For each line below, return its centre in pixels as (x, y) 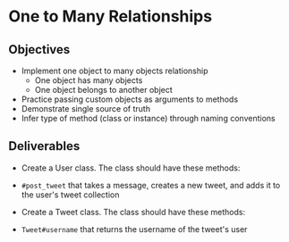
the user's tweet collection (70, 195)
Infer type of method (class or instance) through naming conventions (148, 118)
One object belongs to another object (104, 90)
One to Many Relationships (110, 17)
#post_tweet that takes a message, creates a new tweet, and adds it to (151, 185)
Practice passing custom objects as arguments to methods (130, 99)
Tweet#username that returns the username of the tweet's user (134, 229)
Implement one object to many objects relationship (115, 71)
